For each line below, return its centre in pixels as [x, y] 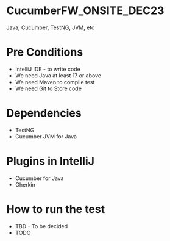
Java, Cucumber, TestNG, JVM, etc [51, 27]
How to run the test [56, 209]
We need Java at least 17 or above [58, 75]
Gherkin [25, 184]
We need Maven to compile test [55, 82]
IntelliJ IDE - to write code [48, 69]
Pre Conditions [45, 52]
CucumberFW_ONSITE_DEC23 [85, 11]
